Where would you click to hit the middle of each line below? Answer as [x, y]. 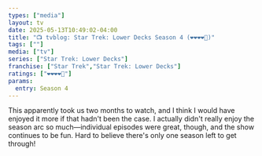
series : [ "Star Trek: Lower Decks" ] [68, 60]
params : [21, 81]
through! [22, 144]
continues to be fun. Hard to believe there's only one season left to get [123, 136]
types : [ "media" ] [37, 15]
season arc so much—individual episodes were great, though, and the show [131, 127]
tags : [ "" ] [26, 45]
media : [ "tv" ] [31, 52]
